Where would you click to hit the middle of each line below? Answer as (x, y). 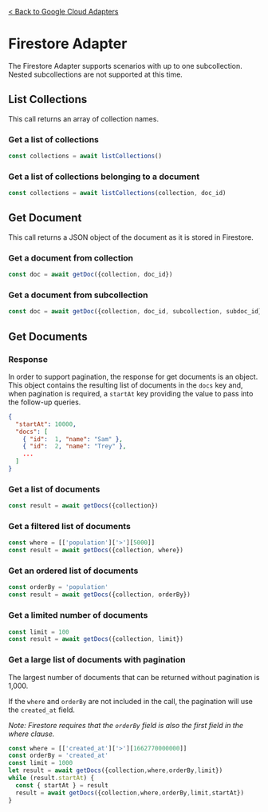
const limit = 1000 (41, 763)
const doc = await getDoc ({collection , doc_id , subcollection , (116, 312)
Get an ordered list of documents (73, 571)
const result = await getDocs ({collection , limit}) (96, 639)
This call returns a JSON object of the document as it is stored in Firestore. (131, 237)
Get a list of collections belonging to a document (104, 177)
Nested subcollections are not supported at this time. (96, 74)
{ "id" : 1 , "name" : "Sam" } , (73, 439)
